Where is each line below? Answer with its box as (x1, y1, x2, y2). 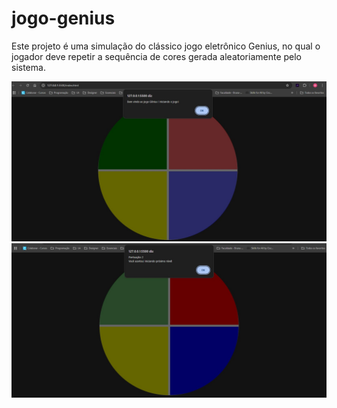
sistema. (11, 61, 46, 73)
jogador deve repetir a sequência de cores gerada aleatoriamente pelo (11, 50, 303, 62)
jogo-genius (11, 7, 116, 30)
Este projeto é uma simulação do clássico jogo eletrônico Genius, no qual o (11, 40, 321, 52)
